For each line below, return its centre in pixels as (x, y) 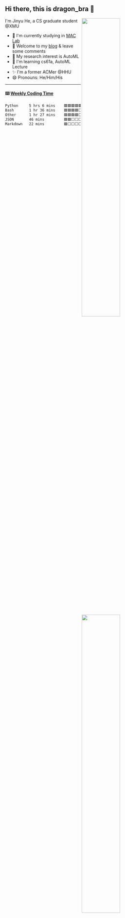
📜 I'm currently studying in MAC (44, 35)
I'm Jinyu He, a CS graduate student (41, 21)
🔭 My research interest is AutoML (45, 56)
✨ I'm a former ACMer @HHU (42, 72)
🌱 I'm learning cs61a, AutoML (41, 61)
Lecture (20, 67)
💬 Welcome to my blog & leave (43, 46)
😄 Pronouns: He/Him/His (37, 77)
